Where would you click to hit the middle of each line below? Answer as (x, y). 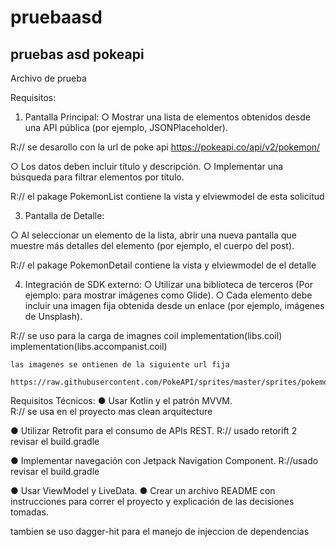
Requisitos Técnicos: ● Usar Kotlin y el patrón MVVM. (121, 400)
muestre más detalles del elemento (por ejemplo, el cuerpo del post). (152, 245)
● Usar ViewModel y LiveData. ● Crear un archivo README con (143, 490)
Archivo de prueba (48, 78)
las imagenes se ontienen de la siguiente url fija (120, 365)
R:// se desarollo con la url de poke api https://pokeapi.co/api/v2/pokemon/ (165, 147)
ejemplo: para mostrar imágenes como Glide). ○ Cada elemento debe (168, 295)
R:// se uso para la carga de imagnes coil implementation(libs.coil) (146, 335)
